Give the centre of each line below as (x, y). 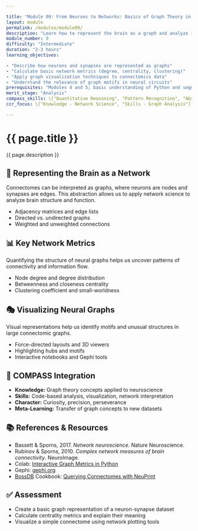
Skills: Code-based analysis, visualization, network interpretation (94, 396)
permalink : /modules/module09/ (44, 28)
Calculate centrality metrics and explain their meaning (80, 515)
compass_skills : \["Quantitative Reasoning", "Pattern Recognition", (93, 99)
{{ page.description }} (33, 154)
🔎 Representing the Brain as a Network (78, 174)
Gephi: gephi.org (35, 470)
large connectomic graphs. (39, 333)
